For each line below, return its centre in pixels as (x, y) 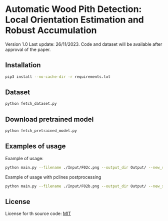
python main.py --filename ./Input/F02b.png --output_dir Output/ (76, 186)
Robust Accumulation (51, 30)
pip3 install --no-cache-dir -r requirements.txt (58, 77)
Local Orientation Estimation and (74, 20)
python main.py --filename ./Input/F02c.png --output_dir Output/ (76, 167)
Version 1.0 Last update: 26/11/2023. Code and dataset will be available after (84, 44)
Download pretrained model (49, 119)
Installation (23, 65)
